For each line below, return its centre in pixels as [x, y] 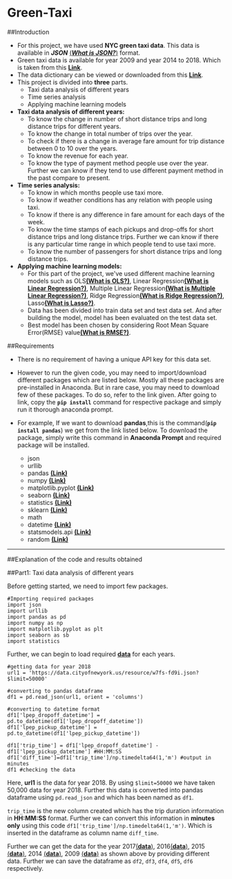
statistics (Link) [50, 502]
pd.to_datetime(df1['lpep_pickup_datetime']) [74, 733]
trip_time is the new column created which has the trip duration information [116, 810]
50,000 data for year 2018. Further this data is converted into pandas [105, 790]
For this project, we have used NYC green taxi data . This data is [108, 45]
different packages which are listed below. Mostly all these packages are [120, 380]
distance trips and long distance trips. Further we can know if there [123, 236]
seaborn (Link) [49, 495]
